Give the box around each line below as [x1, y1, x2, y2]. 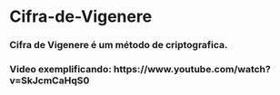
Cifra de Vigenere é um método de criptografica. [9, 39, 228, 52]
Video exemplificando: [9, 63, 112, 76]
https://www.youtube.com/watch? [113, 63, 271, 76]
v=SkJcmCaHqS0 [9, 74, 90, 87]
